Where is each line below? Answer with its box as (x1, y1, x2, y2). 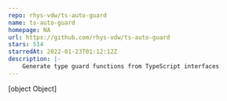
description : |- (8, 56, 61, 63)
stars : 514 (8, 41, 44, 49)
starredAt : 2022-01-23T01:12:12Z (8, 48, 118, 56)
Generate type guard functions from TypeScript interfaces (22, 63, 220, 70)
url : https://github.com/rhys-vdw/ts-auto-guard (8, 33, 170, 41)
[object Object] (8, 84, 57, 93)
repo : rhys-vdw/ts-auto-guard (8, 11, 108, 20)
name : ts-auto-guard (8, 19, 76, 27)
